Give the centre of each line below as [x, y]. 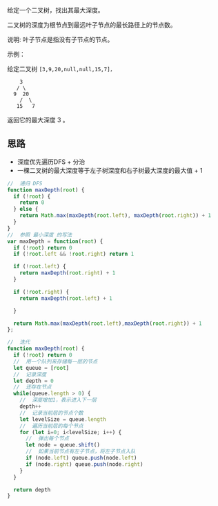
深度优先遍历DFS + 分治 [51, 162]
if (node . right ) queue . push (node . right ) [84, 464]
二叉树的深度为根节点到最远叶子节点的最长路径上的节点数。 [92, 25]
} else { [26, 209]
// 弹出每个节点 [47, 439]
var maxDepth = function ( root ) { [55, 241]
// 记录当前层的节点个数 [52, 413]
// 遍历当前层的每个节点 [52, 426]
